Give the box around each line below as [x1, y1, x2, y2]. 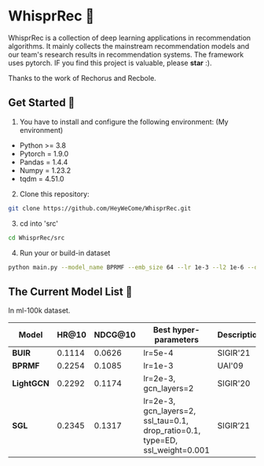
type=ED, [143, 435, 178, 446]
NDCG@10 [93, 329, 136, 340]
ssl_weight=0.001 [143, 445, 211, 456]
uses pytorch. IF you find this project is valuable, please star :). [8, 58, 212, 68]
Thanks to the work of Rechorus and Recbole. [8, 73, 157, 83]
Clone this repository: [19, 189, 90, 199]
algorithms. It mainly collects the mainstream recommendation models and [8, 41, 250, 50]
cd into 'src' [19, 218, 59, 228]
